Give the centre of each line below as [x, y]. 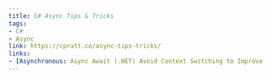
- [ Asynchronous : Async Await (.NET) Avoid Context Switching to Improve [136, 62]
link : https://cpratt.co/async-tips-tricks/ [85, 46]
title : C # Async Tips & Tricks [61, 16]
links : [19, 54]
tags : [17, 24]
